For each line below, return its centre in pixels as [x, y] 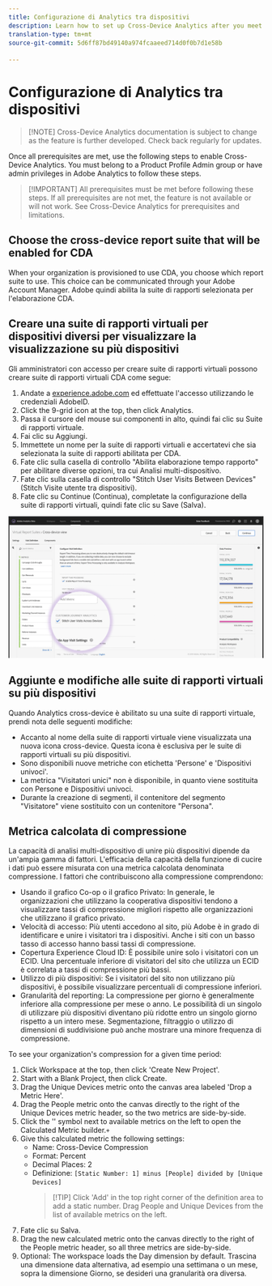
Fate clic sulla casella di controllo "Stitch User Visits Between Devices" [138, 479]
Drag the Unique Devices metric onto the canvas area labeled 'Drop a [136, 1087]
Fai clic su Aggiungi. [54, 436]
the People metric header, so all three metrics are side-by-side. [125, 1248]
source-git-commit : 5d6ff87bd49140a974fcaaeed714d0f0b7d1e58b [115, 43]
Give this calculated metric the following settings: [102, 1139]
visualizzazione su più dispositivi [94, 349]
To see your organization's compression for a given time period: [115, 1054]
